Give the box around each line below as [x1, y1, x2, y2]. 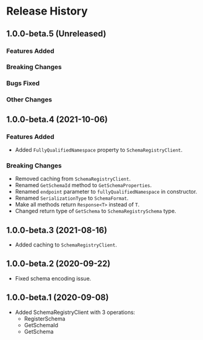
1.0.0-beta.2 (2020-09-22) [6, 259, 111, 269]
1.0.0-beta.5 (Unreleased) [6, 29, 107, 39]
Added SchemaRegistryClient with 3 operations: [15, 308, 135, 316]
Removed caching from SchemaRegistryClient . [15, 175, 131, 183]
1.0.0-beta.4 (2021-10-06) [6, 114, 108, 124]
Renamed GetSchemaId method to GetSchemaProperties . [15, 182, 152, 189]
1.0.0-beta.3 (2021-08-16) [6, 225, 107, 235]
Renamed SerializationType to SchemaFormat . [15, 194, 129, 202]
